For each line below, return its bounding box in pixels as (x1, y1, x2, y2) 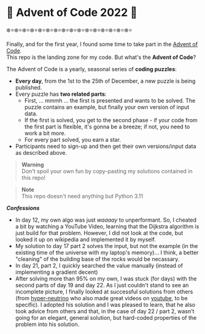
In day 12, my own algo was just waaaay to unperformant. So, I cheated (15, 216, 197, 223)
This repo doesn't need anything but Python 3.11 (21, 192, 143, 200)
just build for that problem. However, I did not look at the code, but (15, 229, 184, 236)
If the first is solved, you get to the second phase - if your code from (24, 116, 198, 123)
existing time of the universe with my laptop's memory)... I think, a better (15, 249, 199, 256)
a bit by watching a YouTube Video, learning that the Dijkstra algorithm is (15, 222, 199, 230)
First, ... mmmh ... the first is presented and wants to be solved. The (24, 96, 196, 104)
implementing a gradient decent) (15, 268, 98, 276)
